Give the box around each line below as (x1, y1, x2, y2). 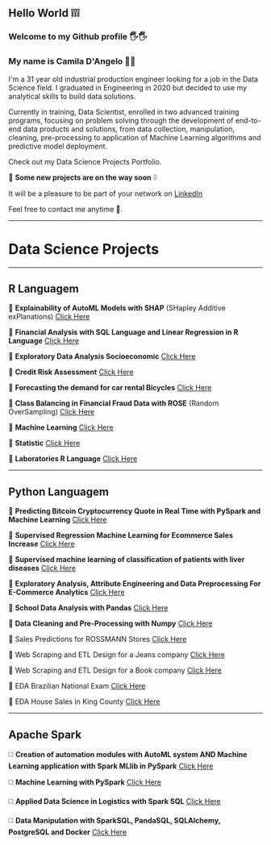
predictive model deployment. (8, 141, 108, 151)
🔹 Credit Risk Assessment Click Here (8, 367, 134, 377)
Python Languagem (8, 485, 109, 498)
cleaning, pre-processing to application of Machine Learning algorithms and (8, 132, 261, 142)
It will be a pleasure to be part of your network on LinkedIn (8, 189, 203, 198)
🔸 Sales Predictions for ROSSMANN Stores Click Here (8, 635, 187, 644)
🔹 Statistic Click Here (8, 439, 81, 448)
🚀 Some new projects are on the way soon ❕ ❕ (8, 173, 157, 182)
